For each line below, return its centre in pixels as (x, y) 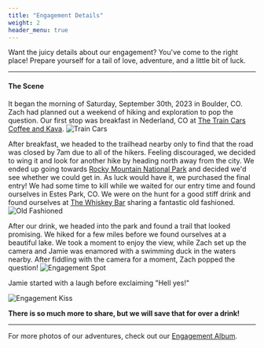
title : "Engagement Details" (56, 15)
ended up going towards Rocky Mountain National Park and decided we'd (127, 169)
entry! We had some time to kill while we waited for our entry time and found (132, 185)
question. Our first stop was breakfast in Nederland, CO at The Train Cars (127, 120)
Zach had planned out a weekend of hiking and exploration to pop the (121, 112)
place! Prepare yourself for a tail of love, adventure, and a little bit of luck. (127, 60)
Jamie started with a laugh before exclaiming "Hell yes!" (99, 283)
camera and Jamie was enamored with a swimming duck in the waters (122, 251)
